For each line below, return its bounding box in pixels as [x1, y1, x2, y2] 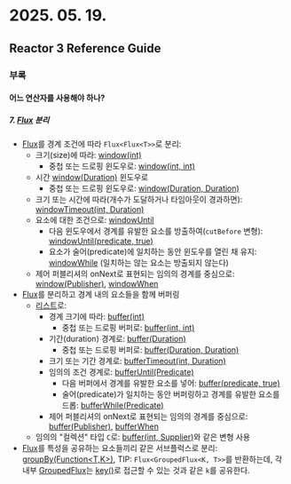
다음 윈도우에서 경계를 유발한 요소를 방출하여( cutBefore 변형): [48, 226, 263, 236]
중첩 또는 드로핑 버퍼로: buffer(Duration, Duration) [61, 345, 240, 355]
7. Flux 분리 [9, 115, 50, 125]
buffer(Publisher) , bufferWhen [48, 421, 160, 432]
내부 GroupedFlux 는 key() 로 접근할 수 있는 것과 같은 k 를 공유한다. [21, 465, 250, 476]
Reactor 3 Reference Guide [9, 41, 161, 56]
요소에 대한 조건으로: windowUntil [35, 215, 154, 226]
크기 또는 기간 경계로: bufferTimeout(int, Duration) [48, 356, 226, 367]
